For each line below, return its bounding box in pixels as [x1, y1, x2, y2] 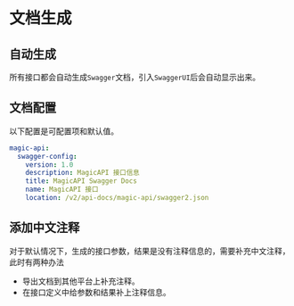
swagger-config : [17, 152, 78, 161]
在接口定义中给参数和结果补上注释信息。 [21, 286, 171, 297]
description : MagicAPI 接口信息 [25, 169, 140, 178]
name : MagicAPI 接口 [25, 185, 99, 194]
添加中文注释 [9, 220, 80, 236]
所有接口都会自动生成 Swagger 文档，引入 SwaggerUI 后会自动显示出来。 [9, 72, 261, 82]
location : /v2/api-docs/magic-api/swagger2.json [25, 194, 209, 203]
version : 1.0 [25, 160, 74, 170]
